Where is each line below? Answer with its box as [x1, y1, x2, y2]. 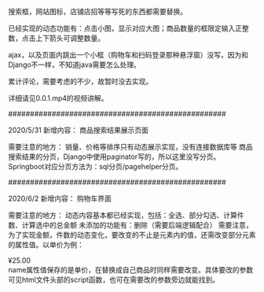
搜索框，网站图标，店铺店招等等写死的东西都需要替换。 [8, 7, 187, 16]
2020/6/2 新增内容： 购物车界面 [8, 194, 112, 203]
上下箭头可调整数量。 [35, 34, 104, 43]
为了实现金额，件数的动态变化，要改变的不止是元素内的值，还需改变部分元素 [8, 231, 256, 239]
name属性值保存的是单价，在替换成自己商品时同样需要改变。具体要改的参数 [8, 265, 254, 274]
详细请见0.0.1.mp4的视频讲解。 [8, 94, 108, 102]
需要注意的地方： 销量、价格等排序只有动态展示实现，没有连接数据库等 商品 [8, 142, 253, 151]
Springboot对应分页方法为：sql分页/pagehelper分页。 [8, 162, 183, 171]
